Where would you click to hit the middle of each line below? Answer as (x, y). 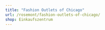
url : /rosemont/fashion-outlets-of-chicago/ (53, 15)
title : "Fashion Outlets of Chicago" (45, 10)
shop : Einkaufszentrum (29, 19)
